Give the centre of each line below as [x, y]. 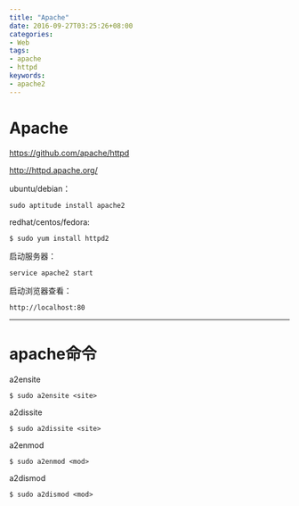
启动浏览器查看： [40, 290]
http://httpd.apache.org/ [53, 170]
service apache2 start [51, 273]
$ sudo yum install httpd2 [59, 238]
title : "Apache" [39, 17]
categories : [31, 34]
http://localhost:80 [48, 307]
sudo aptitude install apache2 [67, 205]
